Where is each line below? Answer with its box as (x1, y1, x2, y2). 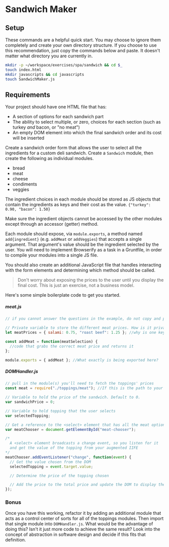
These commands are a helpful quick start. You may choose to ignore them (5, 37, 161, 43)
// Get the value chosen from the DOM (10, 459, 92, 465)
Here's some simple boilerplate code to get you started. (5, 292, 121, 298)
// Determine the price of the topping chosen (10, 473, 109, 478)
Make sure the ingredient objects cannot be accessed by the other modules (5, 216, 162, 222)
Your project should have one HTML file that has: (5, 104, 107, 110)
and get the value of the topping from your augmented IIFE (10, 445, 138, 450)
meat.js (5, 303, 22, 310)
